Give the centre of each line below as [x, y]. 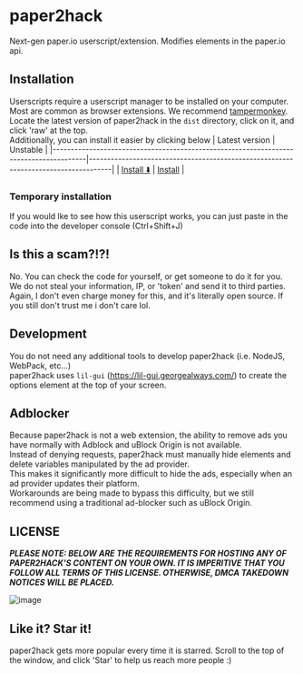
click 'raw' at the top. [49, 130]
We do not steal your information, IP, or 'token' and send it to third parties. [147, 286]
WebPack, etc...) [40, 366]
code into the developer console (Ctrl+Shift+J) [96, 226]
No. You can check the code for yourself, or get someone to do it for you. [146, 276]
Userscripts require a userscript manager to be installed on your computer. [149, 101]
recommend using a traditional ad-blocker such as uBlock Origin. [131, 503]
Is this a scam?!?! [60, 254]
